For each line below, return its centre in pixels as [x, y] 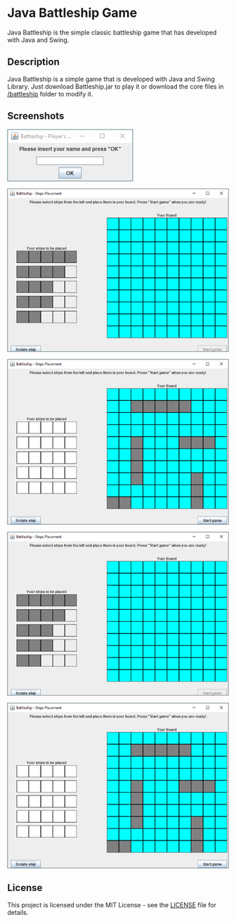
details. [18, 912]
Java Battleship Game [72, 13]
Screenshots [36, 116]
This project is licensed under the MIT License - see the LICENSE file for [112, 904]
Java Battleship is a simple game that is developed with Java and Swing [111, 79]
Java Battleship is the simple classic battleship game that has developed [112, 32]
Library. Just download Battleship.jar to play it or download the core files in [116, 87]
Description [33, 62]
